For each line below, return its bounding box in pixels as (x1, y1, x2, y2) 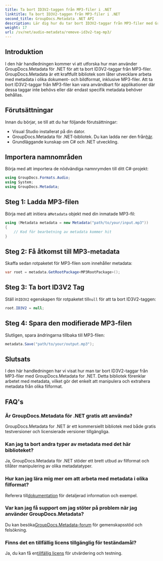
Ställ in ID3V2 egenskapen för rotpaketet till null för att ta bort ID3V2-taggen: (5, 296, 156, 302)
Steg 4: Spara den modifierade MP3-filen (5, 319, 132, 327)
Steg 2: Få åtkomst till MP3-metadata (5, 247, 120, 256)
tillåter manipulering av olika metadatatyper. (5, 463, 93, 469)
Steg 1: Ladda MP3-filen (5, 198, 79, 206)
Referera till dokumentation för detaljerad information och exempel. (5, 492, 138, 498)
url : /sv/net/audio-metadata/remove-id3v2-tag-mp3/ (5, 30, 112, 35)
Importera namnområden (5, 153, 82, 161)
